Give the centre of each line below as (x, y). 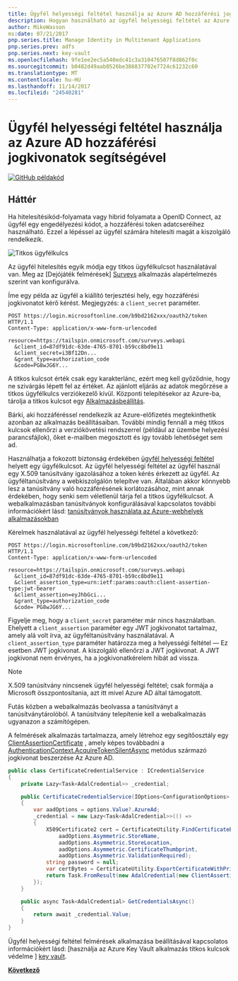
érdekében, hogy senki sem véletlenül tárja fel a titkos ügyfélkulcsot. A (111, 496)
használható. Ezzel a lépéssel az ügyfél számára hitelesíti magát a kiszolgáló (119, 231)
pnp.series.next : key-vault (49, 54)
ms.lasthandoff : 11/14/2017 (49, 86)
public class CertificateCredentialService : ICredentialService (106, 771)
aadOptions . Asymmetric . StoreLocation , (115, 842)
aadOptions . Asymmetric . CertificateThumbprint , (128, 849)
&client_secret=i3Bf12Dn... (56, 353)
